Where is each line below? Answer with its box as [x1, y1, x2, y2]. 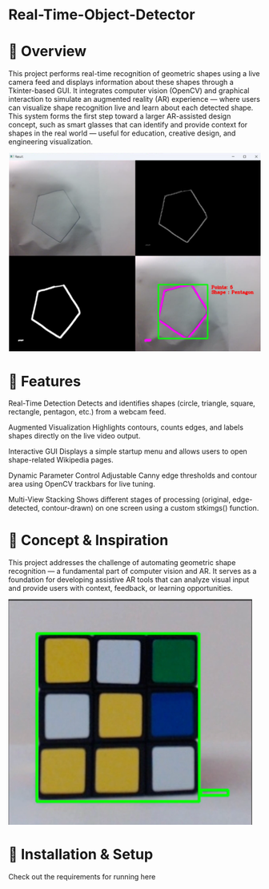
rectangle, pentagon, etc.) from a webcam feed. [8, 407, 167, 417]
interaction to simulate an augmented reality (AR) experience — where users [8, 95, 260, 104]
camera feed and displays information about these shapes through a [8, 78, 234, 87]
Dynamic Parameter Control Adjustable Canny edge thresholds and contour [8, 471, 258, 480]
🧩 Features [8, 372, 82, 390]
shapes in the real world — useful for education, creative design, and [8, 128, 236, 138]
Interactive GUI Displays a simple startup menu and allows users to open [8, 447, 248, 456]
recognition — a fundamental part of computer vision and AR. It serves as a [8, 567, 257, 576]
